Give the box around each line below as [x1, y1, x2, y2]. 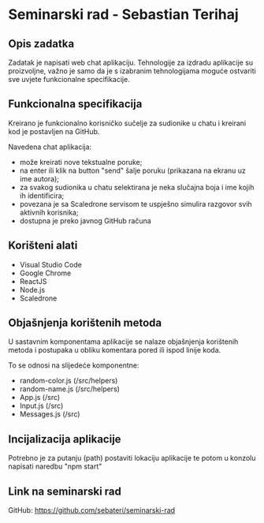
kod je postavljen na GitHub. [8, 126, 100, 136]
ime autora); [19, 174, 59, 183]
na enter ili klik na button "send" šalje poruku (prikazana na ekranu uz [19, 166, 247, 175]
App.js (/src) [19, 393, 61, 402]
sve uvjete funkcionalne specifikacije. [8, 75, 130, 84]
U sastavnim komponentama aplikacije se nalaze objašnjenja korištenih [8, 337, 239, 346]
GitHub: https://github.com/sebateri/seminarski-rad [8, 506, 176, 515]
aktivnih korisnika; [19, 207, 79, 217]
